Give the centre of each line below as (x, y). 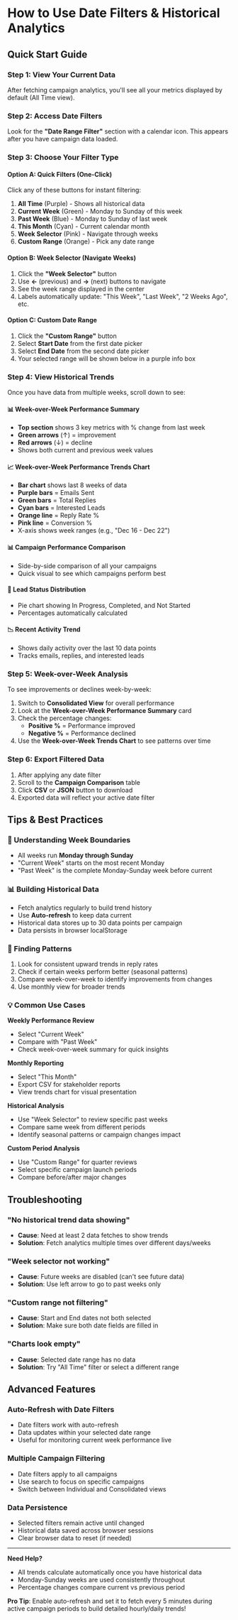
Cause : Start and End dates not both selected (84, 1318)
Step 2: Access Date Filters (55, 116)
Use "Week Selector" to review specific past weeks (92, 1119)
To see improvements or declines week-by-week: (79, 690)
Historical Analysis (36, 1106)
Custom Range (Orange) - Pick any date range (86, 241)
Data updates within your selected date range (84, 1433)
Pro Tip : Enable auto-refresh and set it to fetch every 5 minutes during (110, 1601)
